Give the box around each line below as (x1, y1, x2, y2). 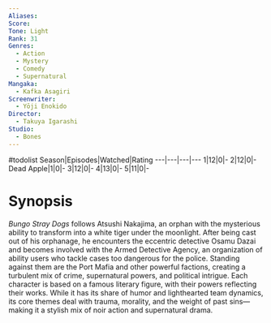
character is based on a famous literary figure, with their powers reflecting (8, 279, 257, 289)
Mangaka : (8, 80, 38, 88)
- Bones (15, 132, 42, 140)
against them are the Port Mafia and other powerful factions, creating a (8, 261, 246, 272)
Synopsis (8, 192, 73, 210)
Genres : (8, 42, 35, 50)
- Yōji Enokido (15, 102, 67, 110)
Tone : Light (8, 27, 49, 35)
